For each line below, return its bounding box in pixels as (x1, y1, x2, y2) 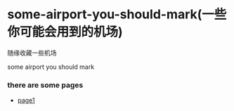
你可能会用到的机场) (7, 24, 123, 40)
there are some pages (7, 80, 84, 90)
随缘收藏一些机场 (7, 48, 57, 57)
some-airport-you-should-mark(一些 (7, 6, 227, 22)
